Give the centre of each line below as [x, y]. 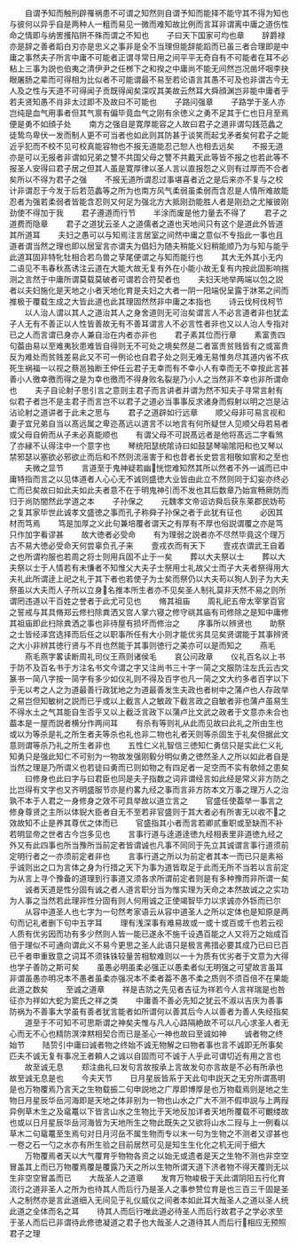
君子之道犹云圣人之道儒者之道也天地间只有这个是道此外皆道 [174, 224]
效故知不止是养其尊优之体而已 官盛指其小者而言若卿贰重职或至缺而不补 [146, 823]
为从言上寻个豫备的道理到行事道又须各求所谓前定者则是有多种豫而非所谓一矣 [149, 878]
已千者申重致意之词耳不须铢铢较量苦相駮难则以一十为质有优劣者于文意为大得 [149, 956]
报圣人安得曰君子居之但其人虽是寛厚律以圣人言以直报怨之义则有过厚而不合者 [149, 168]
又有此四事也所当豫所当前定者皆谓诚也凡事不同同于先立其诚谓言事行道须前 [153, 845]
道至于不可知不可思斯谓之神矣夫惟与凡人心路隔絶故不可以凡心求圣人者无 [157, 1022]
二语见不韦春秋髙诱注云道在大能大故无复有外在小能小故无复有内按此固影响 [145, 268]
